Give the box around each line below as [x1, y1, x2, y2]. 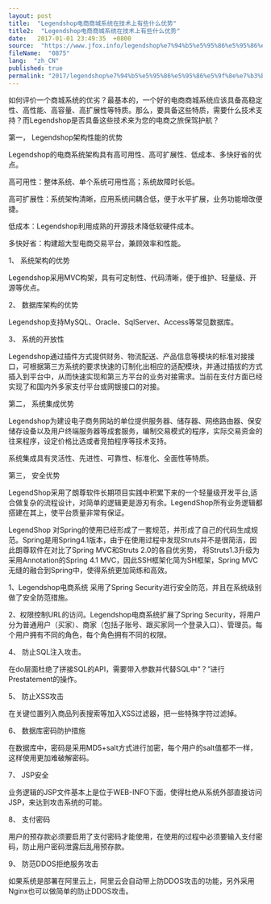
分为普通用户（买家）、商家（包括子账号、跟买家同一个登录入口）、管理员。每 [8, 619, 263, 630]
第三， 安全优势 [8, 470, 60, 480]
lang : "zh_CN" [8, 57, 60, 65]
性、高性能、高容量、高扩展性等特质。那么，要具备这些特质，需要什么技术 [8, 105, 256, 115]
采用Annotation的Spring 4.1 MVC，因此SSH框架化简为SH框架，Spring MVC [8, 555, 258, 565]
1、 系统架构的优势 [8, 255, 70, 265]
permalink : [8, 72, 45, 80]
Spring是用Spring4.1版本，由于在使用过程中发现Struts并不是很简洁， [22, 534, 250, 545]
